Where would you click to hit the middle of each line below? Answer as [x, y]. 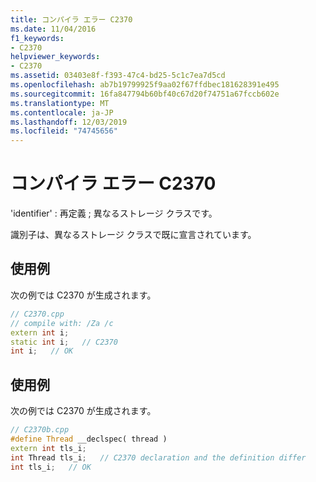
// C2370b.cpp [40, 430]
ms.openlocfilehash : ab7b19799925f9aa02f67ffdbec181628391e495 [145, 85]
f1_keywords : [37, 38]
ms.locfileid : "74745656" [64, 131]
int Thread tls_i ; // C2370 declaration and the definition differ [158, 457]
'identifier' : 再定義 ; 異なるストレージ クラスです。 [114, 213]
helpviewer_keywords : [55, 57]
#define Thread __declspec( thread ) [89, 439]
